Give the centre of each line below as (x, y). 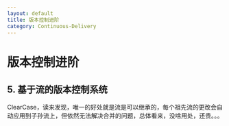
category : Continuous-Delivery (52, 26)
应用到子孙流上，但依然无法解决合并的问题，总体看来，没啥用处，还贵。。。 (118, 116)
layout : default (30, 13)
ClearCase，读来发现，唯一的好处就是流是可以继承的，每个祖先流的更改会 (112, 108)
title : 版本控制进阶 (33, 20)
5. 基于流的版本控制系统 (57, 89)
